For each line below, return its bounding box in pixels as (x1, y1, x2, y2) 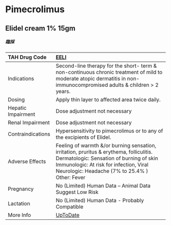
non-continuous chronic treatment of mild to (55, 68, 163, 76)
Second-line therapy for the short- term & (55, 62, 157, 69)
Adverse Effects (8, 158, 46, 165)
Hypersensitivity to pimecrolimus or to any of (55, 127, 163, 134)
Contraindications (8, 130, 50, 137)
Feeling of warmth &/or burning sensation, (55, 142, 157, 149)
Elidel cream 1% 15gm (5, 24, 75, 33)
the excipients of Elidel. (55, 134, 111, 141)
